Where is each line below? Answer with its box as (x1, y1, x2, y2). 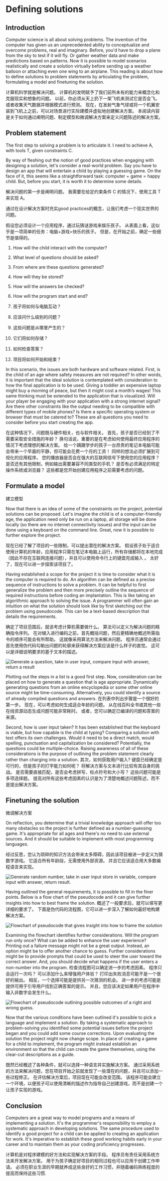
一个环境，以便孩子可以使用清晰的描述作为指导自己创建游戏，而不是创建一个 (5, 1081, 163, 1087)
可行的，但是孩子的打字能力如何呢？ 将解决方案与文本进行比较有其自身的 (5, 763, 156, 769)
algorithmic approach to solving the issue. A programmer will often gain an (5, 597, 159, 603)
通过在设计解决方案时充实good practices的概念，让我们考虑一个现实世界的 (5, 205, 159, 211)
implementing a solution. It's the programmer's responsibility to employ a (5, 1120, 156, 1126)
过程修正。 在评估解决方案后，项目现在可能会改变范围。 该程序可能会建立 (9, 1074, 161, 1080)
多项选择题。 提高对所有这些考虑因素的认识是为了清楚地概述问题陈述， (5, 775, 151, 781)
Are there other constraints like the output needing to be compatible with (5, 403, 155, 409)
